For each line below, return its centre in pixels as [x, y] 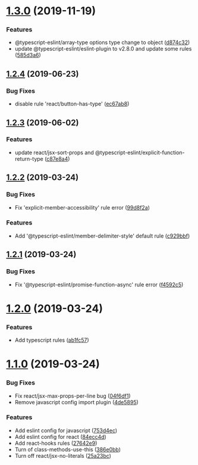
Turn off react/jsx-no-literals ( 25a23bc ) [63, 455]
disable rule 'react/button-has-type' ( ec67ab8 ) [72, 104]
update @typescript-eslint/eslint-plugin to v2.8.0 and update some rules [103, 49]
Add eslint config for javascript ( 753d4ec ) [66, 430]
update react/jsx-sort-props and [54, 152]
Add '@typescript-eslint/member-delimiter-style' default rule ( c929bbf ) [102, 236]
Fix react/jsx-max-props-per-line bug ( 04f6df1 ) [73, 396]
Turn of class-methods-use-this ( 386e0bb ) [67, 449]
